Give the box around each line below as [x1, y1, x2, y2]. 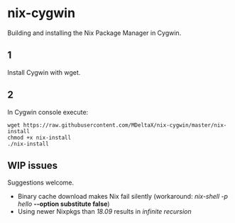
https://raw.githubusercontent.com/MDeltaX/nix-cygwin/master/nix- [23, 121, 227, 129]
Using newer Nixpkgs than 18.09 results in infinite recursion [17, 207, 192, 216]
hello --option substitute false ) [17, 199, 110, 208]
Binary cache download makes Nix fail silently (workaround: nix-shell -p [17, 192, 229, 201]
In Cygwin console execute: [7, 108, 89, 116]
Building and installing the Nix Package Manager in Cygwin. [7, 28, 182, 37]
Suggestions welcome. [7, 178, 75, 187]
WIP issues [7, 159, 58, 172]
